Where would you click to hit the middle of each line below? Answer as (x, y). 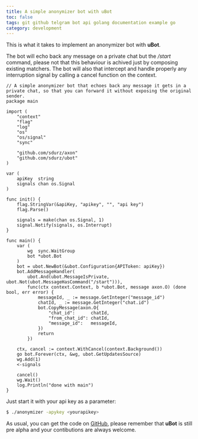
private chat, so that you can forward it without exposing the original (99, 91)
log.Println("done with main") (55, 385)
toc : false (20, 17)
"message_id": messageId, (83, 323)
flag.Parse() (33, 210)
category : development (34, 28)
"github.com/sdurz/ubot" (47, 158)
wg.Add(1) (29, 360)
